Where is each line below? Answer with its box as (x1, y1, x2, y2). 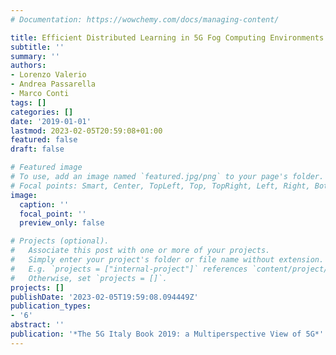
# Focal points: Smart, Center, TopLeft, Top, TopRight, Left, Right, (10, 181, 311, 191)
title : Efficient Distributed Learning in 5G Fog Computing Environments (10, 32, 325, 43)
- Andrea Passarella (10, 79, 97, 90)
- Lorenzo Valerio (10, 70, 87, 80)
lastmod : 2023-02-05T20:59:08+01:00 (10, 126, 163, 136)
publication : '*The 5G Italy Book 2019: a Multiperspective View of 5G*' (10, 329, 325, 339)
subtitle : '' (10, 42, 65, 52)
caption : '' (19, 199, 70, 210)
